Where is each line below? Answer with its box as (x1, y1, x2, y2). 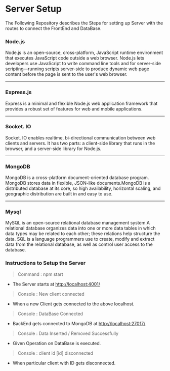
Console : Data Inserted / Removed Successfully (17, 330, 119, 336)
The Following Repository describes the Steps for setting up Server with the (5, 20, 163, 26)
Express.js (5, 89, 32, 96)
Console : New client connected (17, 291, 84, 297)
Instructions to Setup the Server (5, 260, 86, 267)
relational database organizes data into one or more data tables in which (5, 225, 156, 232)
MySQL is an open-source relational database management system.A (5, 220, 150, 226)
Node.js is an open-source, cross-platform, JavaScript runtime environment (5, 49, 163, 56)
